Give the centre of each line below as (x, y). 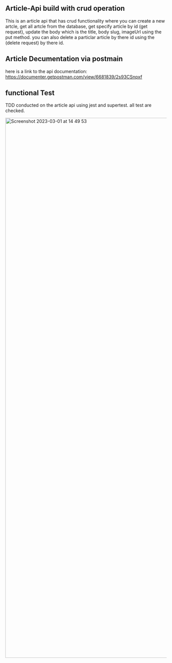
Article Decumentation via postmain (64, 59)
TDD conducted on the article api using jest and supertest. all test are (79, 105)
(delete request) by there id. (35, 43)
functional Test (30, 93)
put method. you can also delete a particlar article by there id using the (80, 37)
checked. (15, 111)
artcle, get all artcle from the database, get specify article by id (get (77, 26)
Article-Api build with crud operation (65, 8)
